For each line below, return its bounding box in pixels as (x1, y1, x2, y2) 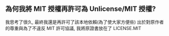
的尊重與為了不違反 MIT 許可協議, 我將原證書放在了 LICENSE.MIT (5, 25, 142, 31)
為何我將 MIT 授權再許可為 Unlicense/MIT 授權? (5, 4, 156, 13)
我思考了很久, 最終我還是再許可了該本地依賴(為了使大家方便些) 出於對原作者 (5, 19, 164, 25)
